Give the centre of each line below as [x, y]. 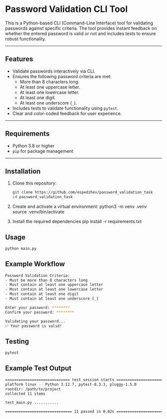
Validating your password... [35, 321]
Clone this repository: [34, 183]
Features [19, 59]
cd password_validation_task [42, 197]
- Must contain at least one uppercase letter [54, 285]
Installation [23, 171]
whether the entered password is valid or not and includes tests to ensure [81, 33]
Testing [17, 341]
